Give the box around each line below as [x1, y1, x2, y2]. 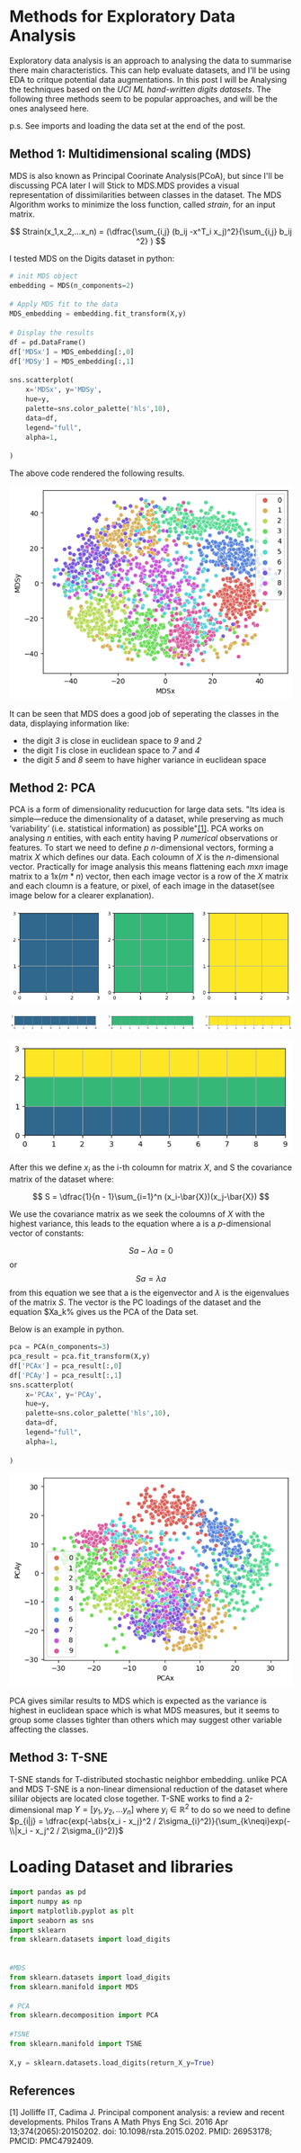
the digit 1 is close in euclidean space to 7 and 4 [22, 745, 200, 755]
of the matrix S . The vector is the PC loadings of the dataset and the [9, 1297, 261, 1308]
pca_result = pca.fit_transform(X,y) [9, 1352, 151, 1362]
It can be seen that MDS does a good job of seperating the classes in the [9, 708, 279, 719]
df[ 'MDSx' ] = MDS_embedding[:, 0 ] [9, 347, 135, 356]
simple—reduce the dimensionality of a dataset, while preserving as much [9, 814, 284, 825]
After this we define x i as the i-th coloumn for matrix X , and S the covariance [9, 1162, 293, 1175]
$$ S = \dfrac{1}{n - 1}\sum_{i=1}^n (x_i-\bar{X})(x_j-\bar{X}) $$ [32, 1192, 270, 1202]
